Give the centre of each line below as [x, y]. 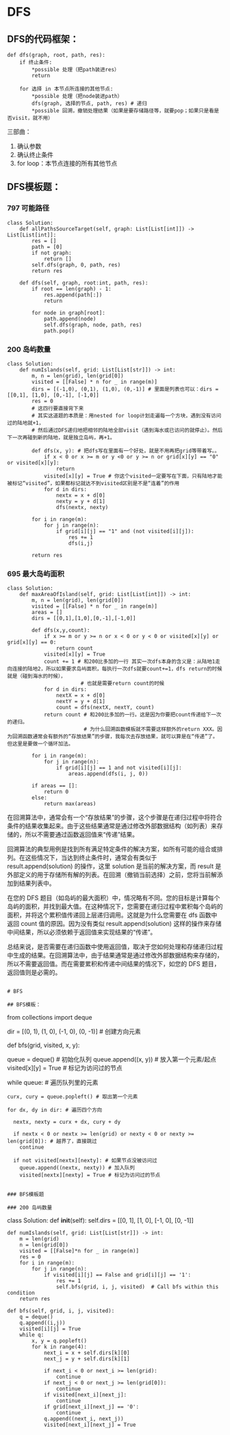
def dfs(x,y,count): [61, 630]
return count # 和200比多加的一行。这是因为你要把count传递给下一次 [132, 715]
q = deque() [36, 1317]
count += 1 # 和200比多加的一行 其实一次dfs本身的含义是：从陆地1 [129, 662]
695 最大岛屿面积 [36, 574]
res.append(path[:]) [73, 295]
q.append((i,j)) [43, 1323]
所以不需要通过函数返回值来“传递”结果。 [82, 835]
